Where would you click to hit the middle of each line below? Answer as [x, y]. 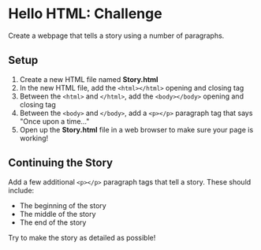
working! [34, 138]
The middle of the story [58, 214]
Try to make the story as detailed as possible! [82, 237]
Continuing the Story [60, 163]
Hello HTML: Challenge [86, 14]
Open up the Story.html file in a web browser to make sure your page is [136, 129]
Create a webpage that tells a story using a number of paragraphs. [116, 35]
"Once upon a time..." [54, 121]
